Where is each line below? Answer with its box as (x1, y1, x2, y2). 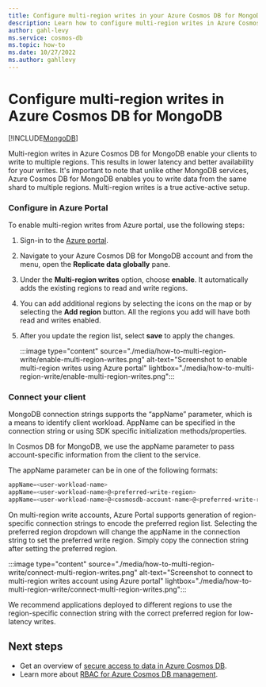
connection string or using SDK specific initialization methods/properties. (8, 426, 247, 436)
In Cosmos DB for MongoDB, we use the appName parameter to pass (8, 442, 235, 451)
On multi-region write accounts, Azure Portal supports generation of (8, 510, 231, 520)
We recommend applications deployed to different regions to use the (8, 600, 233, 610)
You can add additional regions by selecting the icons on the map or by (19, 299, 252, 308)
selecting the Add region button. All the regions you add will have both (19, 307, 251, 317)
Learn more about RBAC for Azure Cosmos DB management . (19, 669, 218, 679)
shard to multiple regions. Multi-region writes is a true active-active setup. (8, 182, 250, 191)
